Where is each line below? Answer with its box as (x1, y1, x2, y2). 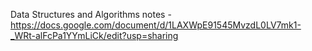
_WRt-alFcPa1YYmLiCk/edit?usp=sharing (10, 30, 179, 41)
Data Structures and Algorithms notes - (10, 9, 172, 20)
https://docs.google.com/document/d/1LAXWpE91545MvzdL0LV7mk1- (10, 19, 302, 31)
